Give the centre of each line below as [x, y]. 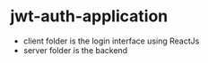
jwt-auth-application [89, 16]
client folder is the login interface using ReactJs [111, 41]
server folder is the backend [75, 50]
